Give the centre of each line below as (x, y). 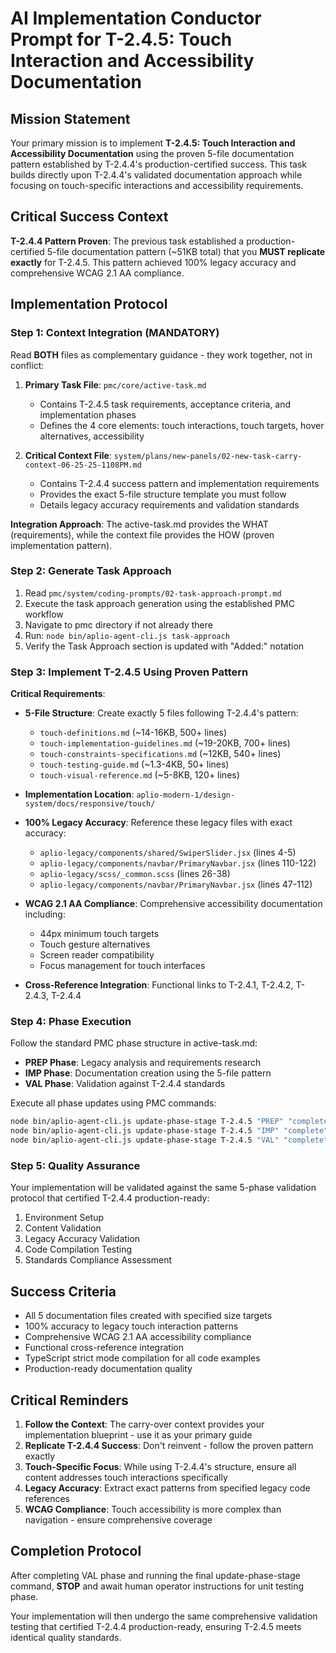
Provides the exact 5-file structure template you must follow (163, 494)
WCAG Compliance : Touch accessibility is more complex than (153, 1509)
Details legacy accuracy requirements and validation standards (169, 504)
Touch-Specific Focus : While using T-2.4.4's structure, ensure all (160, 1466)
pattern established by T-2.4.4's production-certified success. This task (159, 164)
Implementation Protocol (89, 304)
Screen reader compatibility (97, 955)
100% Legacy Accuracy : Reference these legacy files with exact (158, 823)
